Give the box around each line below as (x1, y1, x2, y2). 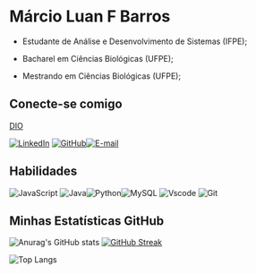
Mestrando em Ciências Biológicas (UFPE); (21, 70, 182, 81)
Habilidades (9, 164, 78, 179)
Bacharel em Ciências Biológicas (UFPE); (21, 53, 174, 64)
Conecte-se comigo (9, 97, 123, 112)
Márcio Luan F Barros (9, 6, 171, 27)
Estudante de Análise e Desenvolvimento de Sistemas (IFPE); (21, 36, 248, 47)
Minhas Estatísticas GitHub (9, 213, 165, 228)
